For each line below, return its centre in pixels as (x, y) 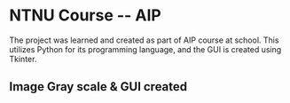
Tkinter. (23, 59)
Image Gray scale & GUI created (98, 87)
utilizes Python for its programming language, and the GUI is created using (145, 49)
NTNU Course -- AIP (85, 16)
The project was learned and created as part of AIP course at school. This (144, 40)
